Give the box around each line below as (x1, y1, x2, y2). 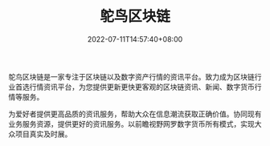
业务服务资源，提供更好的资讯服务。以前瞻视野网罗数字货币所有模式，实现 (8, 119, 255, 128)
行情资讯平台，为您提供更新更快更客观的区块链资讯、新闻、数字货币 (29, 82, 255, 91)
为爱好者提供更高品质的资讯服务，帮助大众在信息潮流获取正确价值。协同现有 (8, 109, 262, 119)
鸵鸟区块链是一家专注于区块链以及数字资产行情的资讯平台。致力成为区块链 (8, 71, 255, 81)
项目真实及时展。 (14, 129, 72, 139)
